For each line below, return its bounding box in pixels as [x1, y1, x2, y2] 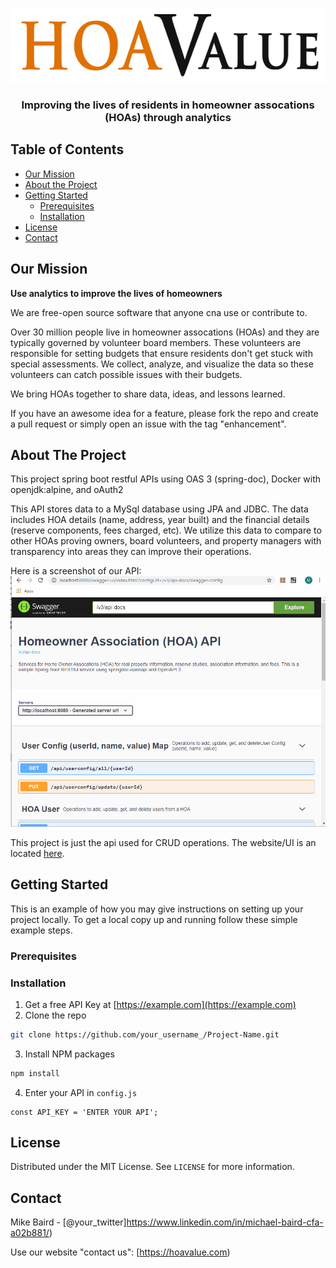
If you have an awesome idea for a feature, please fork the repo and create [10, 407, 319, 419]
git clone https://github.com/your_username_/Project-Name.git [10, 1029, 280, 1040]
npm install [10, 1068, 60, 1078]
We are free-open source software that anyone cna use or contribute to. [10, 306, 308, 318]
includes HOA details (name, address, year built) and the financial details [10, 514, 310, 526]
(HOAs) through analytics [104, 110, 232, 124]
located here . [10, 847, 65, 859]
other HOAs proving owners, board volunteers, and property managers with [10, 535, 322, 547]
